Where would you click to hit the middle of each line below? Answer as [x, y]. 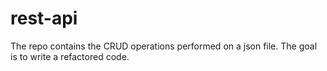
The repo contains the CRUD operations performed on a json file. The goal [164, 46]
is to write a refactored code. [70, 56]
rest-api [44, 18]
